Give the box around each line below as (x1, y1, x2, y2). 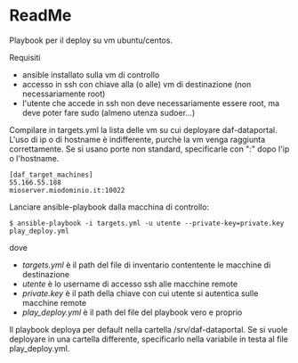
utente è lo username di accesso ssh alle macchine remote (21, 278, 238, 289)
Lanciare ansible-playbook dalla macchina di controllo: (9, 202, 210, 212)
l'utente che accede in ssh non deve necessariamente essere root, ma (21, 97, 280, 108)
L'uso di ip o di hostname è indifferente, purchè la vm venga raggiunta (9, 134, 266, 144)
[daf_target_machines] (9, 170, 93, 179)
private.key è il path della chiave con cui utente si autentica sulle (21, 287, 259, 299)
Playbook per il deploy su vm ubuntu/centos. (9, 35, 173, 45)
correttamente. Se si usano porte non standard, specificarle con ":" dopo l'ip (9, 144, 290, 154)
